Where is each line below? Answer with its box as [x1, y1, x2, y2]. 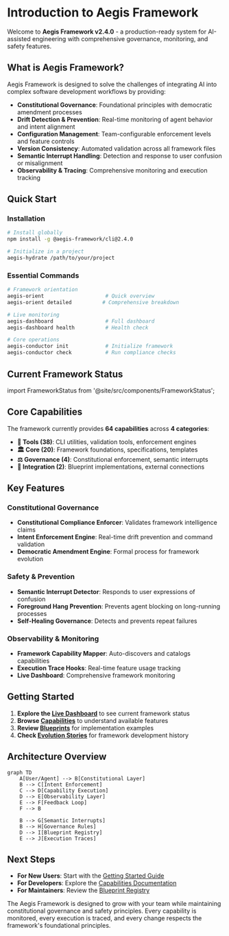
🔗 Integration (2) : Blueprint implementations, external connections [16, 463, 205, 471]
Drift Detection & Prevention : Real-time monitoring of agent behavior [16, 115, 213, 123]
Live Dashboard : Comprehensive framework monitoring [16, 672, 176, 680]
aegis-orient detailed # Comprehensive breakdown [7, 299, 180, 306]
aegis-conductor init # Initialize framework [7, 343, 173, 350]
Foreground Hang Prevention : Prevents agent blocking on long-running [16, 602, 221, 611]
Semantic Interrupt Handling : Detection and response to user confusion [16, 151, 222, 160]
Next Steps [7, 854, 56, 865]
